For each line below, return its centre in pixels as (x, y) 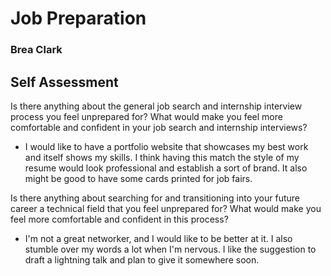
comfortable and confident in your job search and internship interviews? (159, 127)
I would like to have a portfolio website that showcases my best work (166, 146)
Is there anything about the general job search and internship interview (156, 106)
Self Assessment (64, 82)
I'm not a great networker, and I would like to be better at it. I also (158, 238)
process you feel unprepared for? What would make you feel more (146, 116)
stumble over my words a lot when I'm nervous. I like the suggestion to (170, 249)
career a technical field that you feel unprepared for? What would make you (166, 208)
